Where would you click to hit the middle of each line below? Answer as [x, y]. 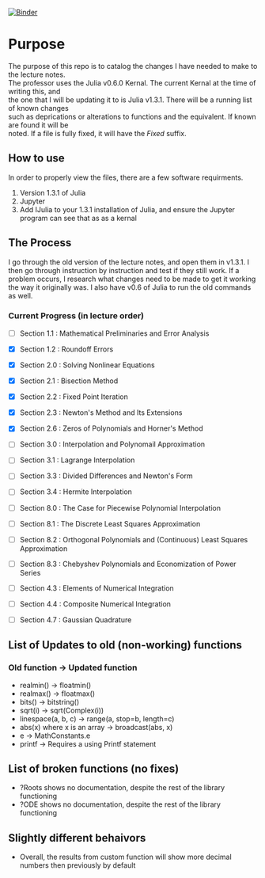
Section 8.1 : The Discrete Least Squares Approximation [110, 523]
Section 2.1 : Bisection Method [69, 381]
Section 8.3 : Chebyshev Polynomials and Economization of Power [128, 564]
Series [30, 572]
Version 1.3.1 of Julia [53, 192]
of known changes [38, 108]
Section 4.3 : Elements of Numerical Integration [97, 588]
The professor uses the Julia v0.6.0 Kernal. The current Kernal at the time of [132, 82]
